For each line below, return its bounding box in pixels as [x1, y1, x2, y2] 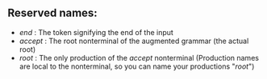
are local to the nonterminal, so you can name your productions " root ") [19, 61, 255, 71]
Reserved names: [7, 6, 98, 20]
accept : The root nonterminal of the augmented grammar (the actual [19, 36, 249, 45]
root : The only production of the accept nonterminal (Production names [19, 53, 260, 62]
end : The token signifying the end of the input [19, 27, 174, 37]
